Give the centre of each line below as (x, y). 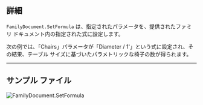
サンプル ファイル (39, 81)
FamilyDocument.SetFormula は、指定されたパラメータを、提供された (91, 26)
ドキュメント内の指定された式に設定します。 (68, 34)
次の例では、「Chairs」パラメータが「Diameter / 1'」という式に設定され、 (97, 46)
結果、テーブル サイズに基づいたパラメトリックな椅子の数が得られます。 (101, 54)
